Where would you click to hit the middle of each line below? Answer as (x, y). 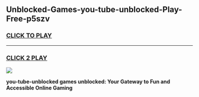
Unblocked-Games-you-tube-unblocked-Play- (94, 10)
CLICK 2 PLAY (27, 58)
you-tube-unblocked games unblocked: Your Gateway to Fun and (88, 81)
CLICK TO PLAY (29, 36)
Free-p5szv (28, 19)
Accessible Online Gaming (39, 88)
